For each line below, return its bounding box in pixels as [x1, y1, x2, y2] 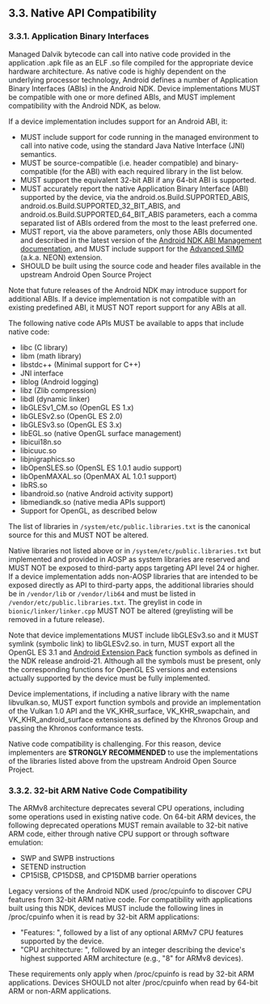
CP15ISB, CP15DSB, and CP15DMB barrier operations [19, 870, 197, 880]
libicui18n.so [19, 437, 62, 447]
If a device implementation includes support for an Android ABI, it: [8, 116, 228, 126]
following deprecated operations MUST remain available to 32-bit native [8, 820, 249, 830]
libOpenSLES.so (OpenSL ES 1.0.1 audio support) [19, 463, 183, 472]
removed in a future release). [8, 614, 105, 624]
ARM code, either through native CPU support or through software [8, 828, 230, 838]
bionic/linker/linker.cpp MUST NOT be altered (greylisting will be [8, 606, 234, 616]
